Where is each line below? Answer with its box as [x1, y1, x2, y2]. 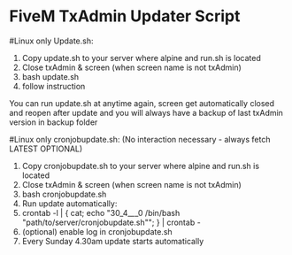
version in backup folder [9, 117, 98, 127]
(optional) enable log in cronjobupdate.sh [21, 226, 173, 236]
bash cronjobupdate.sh [21, 189, 107, 199]
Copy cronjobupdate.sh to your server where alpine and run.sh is [21, 160, 259, 171]
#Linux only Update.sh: [9, 35, 94, 46]
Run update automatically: [21, 197, 118, 209]
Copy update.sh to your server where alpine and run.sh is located [21, 52, 261, 63]
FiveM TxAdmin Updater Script [9, 6, 241, 27]
